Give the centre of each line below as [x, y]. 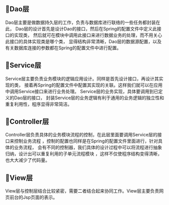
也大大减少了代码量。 [27, 160]
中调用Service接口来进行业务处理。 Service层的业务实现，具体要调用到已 [82, 91]
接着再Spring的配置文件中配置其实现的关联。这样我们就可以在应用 [93, 85]
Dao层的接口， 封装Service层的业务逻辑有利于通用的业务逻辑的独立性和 [89, 98]
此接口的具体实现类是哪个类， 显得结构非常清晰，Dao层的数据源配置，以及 [83, 41]
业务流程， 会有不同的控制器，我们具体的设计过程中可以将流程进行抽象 [88, 148]
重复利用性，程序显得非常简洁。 [39, 104]
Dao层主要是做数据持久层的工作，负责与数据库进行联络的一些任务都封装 [81, 22]
